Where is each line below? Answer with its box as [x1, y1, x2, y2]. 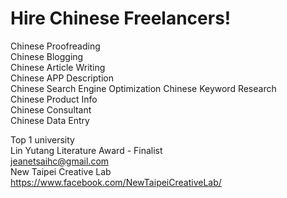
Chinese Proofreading [10, 40, 101, 52]
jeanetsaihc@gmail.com [10, 155, 110, 167]
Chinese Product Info [10, 93, 98, 105]
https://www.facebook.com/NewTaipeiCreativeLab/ [10, 176, 222, 188]
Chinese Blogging [10, 50, 84, 62]
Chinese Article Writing [10, 61, 106, 73]
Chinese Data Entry [10, 114, 90, 126]
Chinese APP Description [10, 72, 114, 84]
